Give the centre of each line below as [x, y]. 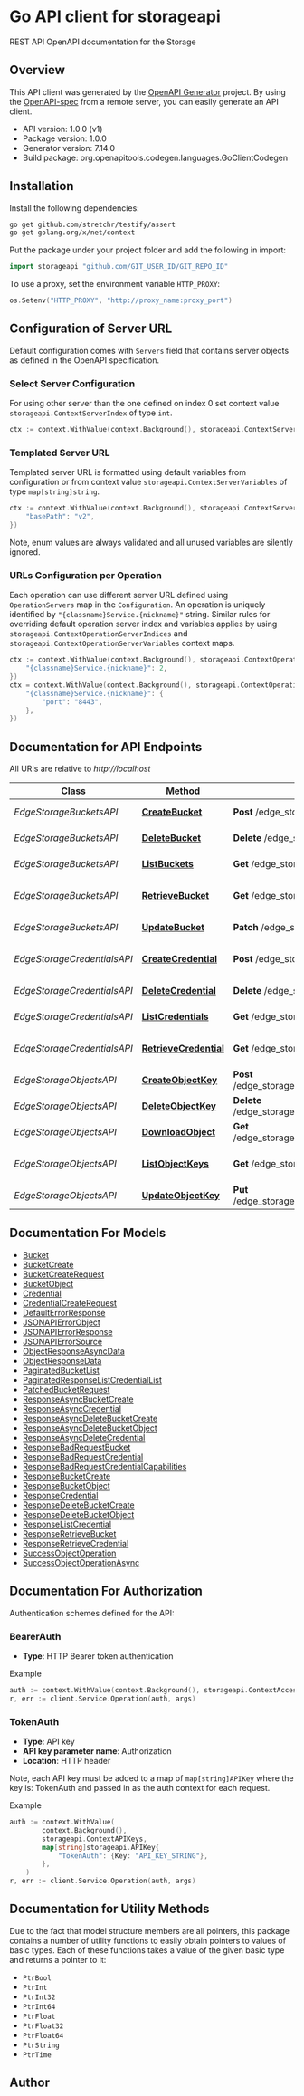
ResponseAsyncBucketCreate [78, 1399]
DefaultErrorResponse [64, 1312]
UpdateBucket [173, 928]
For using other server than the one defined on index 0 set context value [144, 404]
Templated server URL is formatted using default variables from [128, 472]
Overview [38, 70]
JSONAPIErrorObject [62, 1322]
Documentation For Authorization [106, 1591]
